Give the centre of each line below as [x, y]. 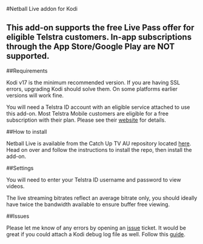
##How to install [27, 131]
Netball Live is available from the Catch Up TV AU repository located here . [99, 143]
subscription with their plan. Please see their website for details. [86, 120]
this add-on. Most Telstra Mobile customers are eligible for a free [87, 113]
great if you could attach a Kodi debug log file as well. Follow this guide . [96, 234]
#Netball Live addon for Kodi [42, 9]
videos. [15, 186]
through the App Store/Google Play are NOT [91, 47]
